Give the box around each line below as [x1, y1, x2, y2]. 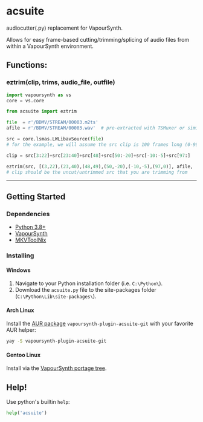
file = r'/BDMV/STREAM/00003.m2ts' [6, 119, 98, 125]
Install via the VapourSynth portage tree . [6, 364, 107, 372]
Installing [6, 251, 34, 260]
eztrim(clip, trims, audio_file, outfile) [6, 78, 115, 87]
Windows [6, 266, 31, 274]
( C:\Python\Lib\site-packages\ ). [14, 292, 97, 300]
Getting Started [6, 191, 66, 202]
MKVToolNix [14, 236, 47, 243]
